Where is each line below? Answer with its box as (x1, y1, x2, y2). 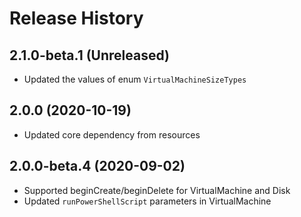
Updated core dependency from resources (23, 128, 201, 141)
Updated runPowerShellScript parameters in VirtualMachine (23, 195, 272, 207)
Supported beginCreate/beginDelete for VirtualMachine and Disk (23, 184, 291, 196)
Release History (9, 7, 144, 30)
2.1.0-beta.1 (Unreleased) (9, 47, 170, 64)
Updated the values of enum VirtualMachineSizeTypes (23, 73, 247, 85)
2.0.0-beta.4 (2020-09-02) (9, 158, 186, 175)
